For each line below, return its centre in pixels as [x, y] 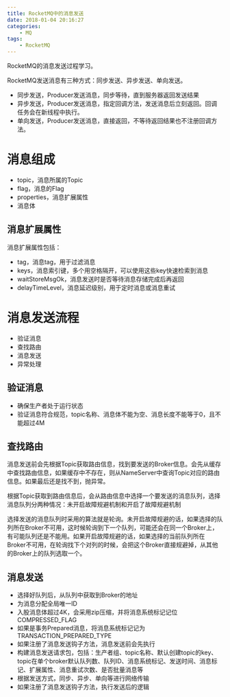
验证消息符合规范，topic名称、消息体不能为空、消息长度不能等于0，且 [116, 414]
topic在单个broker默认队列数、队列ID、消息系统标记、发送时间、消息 [114, 661]
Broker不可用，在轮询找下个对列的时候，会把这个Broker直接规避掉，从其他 [113, 545]
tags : [15, 39]
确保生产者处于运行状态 [50, 405]
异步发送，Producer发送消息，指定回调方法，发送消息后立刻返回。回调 [117, 103]
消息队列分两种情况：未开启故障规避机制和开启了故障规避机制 [94, 505]
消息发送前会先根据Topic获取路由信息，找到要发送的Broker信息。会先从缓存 [114, 464]
